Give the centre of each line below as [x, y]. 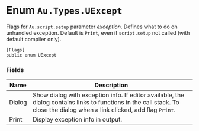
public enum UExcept [32, 55]
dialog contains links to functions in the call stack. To [106, 103]
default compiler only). [34, 39]
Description [111, 85]
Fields [15, 70]
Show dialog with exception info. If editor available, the [108, 95]
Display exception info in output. [77, 120]
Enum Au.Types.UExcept [64, 10]
